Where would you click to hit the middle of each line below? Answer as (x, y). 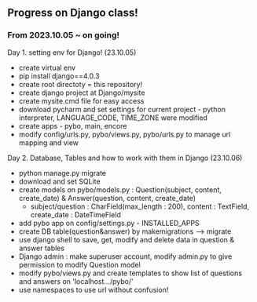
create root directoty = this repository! (81, 84)
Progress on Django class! (73, 13)
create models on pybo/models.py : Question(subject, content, (120, 189)
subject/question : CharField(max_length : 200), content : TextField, (140, 206)
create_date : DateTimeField (75, 214)
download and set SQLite (59, 181)
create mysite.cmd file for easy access (81, 100)
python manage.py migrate (62, 173)
